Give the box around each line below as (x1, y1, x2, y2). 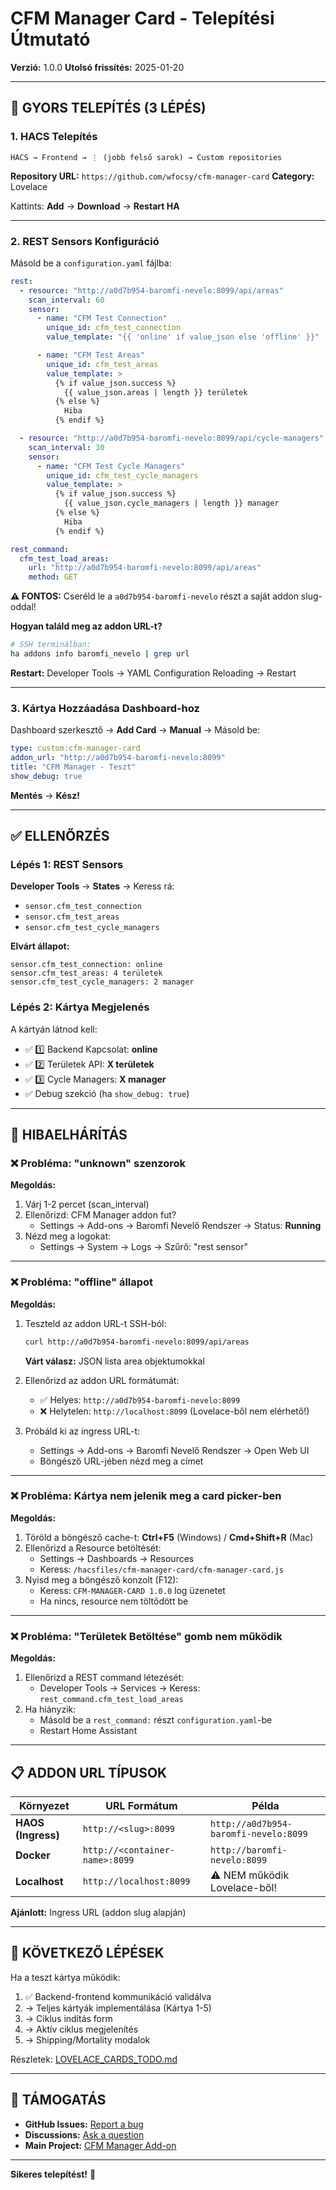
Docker (15, 1848, 51, 1862)
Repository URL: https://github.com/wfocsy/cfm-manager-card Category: (10, 170, 315, 182)
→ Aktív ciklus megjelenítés (24, 2023, 139, 2035)
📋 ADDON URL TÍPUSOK (10, 1764, 168, 1781)
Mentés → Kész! (10, 789, 80, 801)
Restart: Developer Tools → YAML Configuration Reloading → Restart (10, 667, 297, 679)
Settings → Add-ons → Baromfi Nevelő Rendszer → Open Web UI (39, 1444, 310, 1456)
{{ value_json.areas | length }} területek (63, 387, 248, 397)
